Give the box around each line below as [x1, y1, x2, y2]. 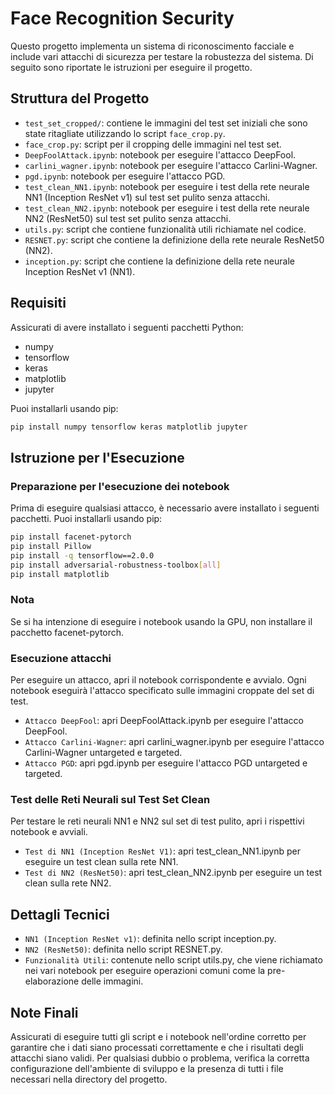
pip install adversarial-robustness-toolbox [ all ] [10, 560, 222, 570]
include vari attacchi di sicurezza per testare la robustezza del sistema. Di [10, 50, 314, 62]
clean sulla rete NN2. [24, 877, 112, 889]
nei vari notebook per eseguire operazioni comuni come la [24, 965, 266, 977]
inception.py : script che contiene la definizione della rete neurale [24, 255, 295, 267]
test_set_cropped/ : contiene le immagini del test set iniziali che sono [24, 117, 308, 129]
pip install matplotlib [10, 569, 110, 579]
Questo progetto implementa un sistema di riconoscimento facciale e [10, 40, 295, 52]
